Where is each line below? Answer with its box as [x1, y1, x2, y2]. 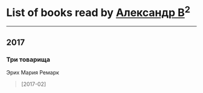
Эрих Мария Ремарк [6, 68, 59, 76]
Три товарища [6, 55, 50, 64]
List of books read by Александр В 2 [6, 4, 190, 20]
